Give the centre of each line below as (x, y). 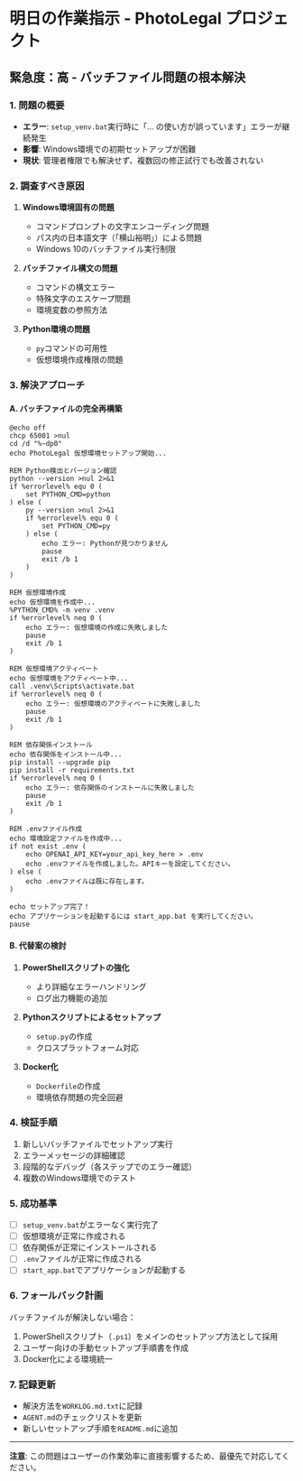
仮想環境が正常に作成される (74, 1236)
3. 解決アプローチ (47, 385)
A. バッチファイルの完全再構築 (66, 408)
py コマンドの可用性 (72, 348)
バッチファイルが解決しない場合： (73, 1317)
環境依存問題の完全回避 (79, 1097)
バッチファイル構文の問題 (70, 268)
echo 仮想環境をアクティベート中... (69, 679)
